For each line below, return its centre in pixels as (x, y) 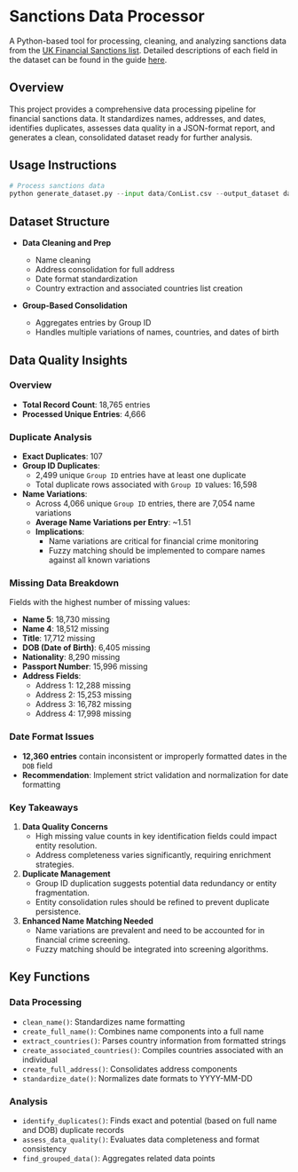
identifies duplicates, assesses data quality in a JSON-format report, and (142, 128)
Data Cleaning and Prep (67, 243)
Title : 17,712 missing (59, 638)
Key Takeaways (44, 807)
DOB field (37, 766)
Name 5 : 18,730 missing (66, 619)
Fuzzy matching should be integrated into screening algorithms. (152, 949)
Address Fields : (51, 676)
